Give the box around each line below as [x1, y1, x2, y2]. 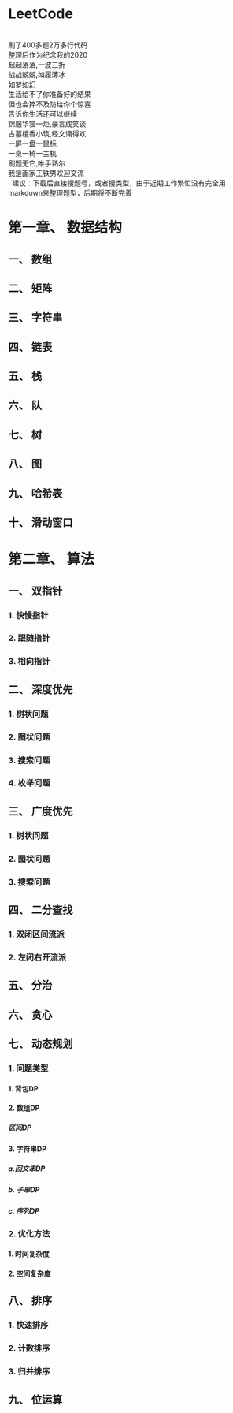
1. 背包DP [8, 1083, 39, 1093]
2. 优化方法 [8, 1228, 50, 1239]
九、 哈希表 [8, 487, 63, 500]
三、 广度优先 [8, 804, 73, 818]
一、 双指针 [8, 584, 63, 598]
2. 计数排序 [8, 1343, 50, 1354]
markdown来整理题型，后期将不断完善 [8, 188, 132, 197]
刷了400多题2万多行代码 [8, 40, 88, 50]
